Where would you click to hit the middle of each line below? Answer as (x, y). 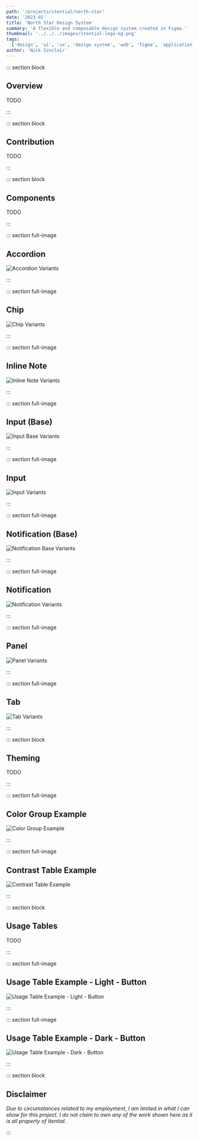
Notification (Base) (42, 534)
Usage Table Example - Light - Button (76, 982)
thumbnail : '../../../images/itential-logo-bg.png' (71, 34)
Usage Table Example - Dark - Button (76, 1038)
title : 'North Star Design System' (50, 23)
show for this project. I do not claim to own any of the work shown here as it (99, 1115)
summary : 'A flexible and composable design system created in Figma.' (97, 28)
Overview (25, 86)
